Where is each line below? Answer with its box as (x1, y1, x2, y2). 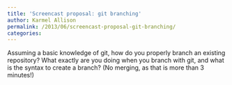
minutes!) (7, 71, 35, 79)
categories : (7, 29, 42, 37)
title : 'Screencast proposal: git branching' (7, 10, 141, 17)
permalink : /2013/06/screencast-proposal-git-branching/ (7, 23, 176, 30)
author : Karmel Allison (7, 17, 77, 24)
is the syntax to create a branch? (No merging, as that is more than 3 (7, 63, 204, 72)
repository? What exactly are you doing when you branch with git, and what (7, 56, 224, 65)
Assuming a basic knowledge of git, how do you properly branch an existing (7, 49, 226, 57)
